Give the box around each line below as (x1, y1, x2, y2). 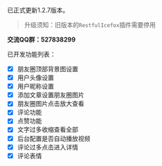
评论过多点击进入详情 (17, 142, 78, 151)
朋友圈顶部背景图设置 (17, 65, 78, 73)
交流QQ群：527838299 (7, 35, 76, 44)
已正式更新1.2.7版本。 (7, 6, 69, 14)
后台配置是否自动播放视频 (17, 134, 91, 142)
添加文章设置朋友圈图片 (17, 91, 84, 99)
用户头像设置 (17, 73, 54, 82)
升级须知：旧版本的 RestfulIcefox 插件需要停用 (24, 21, 156, 29)
